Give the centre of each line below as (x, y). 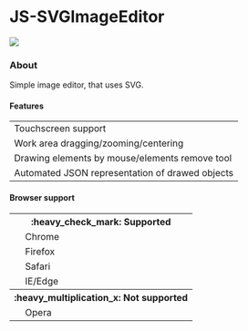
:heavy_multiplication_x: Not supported (101, 297)
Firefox (40, 251)
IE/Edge (42, 281)
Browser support (42, 198)
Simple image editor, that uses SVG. (77, 85)
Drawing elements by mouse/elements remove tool (123, 159)
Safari (38, 266)
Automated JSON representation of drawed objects (124, 173)
